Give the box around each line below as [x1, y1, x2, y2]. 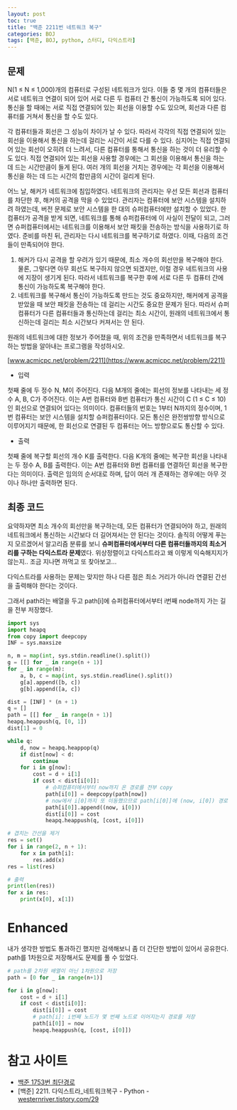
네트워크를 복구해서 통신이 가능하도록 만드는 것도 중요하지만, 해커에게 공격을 [17, 291, 228, 299]
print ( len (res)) [7, 883, 55, 890]
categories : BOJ [7, 30, 55, 38]
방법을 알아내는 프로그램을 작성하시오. [20, 341, 126, 350]
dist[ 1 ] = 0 [7, 725, 43, 732]
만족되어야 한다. [20, 240, 65, 249]
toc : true [7, 17, 37, 24]
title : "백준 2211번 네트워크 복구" [7, 24, 103, 31]
